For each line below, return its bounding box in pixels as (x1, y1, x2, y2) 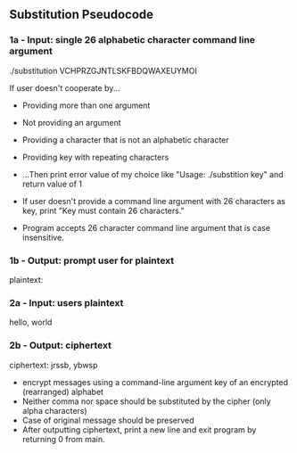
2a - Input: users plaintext (9, 296, 124, 309)
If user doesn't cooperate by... (9, 82, 120, 93)
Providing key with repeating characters (21, 152, 169, 162)
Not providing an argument (21, 117, 122, 128)
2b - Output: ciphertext (9, 339, 111, 351)
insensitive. (21, 232, 64, 243)
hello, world (9, 317, 53, 328)
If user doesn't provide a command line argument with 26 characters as (21, 195, 285, 206)
